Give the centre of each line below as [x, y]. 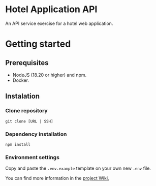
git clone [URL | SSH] [29, 121]
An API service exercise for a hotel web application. [59, 23]
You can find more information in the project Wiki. [57, 178]
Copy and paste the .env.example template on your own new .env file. [78, 168]
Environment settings [33, 157]
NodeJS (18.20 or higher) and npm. [50, 75]
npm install [18, 144]
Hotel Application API [51, 9]
